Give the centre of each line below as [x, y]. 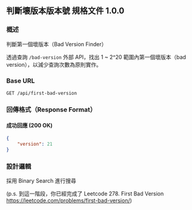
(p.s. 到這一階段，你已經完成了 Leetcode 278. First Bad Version [85, 194]
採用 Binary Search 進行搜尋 [41, 181]
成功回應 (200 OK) [29, 125]
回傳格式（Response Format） [51, 109]
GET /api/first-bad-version [42, 93]
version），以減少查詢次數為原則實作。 [54, 64]
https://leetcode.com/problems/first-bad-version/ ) [69, 201]
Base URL [21, 81]
